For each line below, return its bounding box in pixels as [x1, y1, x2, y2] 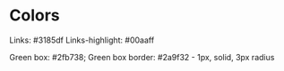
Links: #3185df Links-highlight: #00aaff [9, 35, 155, 45]
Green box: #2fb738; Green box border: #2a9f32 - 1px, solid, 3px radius [9, 51, 275, 62]
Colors [9, 5, 60, 26]
